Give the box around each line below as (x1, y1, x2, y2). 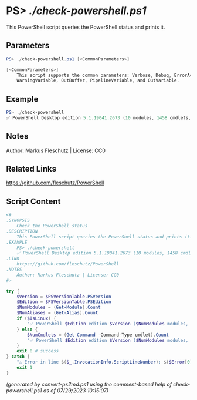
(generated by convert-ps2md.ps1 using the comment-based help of (6, 381, 172, 388)
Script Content (6, 196, 61, 206)
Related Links (6, 164, 57, 174)
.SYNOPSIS (6, 217, 30, 224)
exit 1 (16, 364, 33, 371)
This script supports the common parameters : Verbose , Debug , (16, 72, 172, 78)
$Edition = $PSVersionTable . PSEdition (16, 299, 111, 305)
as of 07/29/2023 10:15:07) (43, 386, 109, 394)
